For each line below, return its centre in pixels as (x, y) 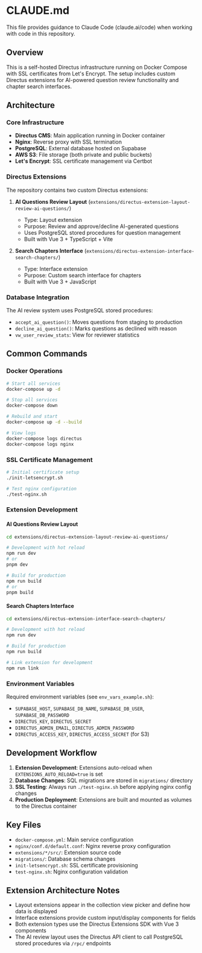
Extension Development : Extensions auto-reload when (84, 767)
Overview (25, 53)
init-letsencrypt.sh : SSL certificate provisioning (77, 865)
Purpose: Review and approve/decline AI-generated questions (101, 226)
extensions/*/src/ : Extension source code (68, 852)
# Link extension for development (50, 662)
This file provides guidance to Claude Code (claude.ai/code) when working (99, 27)
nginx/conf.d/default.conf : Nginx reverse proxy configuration (93, 846)
